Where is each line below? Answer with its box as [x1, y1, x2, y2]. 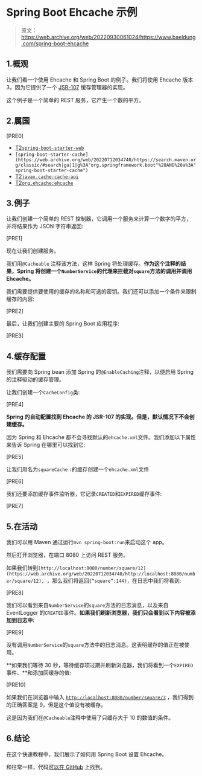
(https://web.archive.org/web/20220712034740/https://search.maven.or [14, 156, 197, 163]
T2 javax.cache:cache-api [14, 173, 79, 180]
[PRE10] [6, 681, 26, 688]
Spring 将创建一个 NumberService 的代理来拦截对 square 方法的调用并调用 [16, 268, 192, 275]
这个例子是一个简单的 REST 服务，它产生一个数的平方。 [6, 96, 145, 103]
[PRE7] [6, 502, 24, 510]
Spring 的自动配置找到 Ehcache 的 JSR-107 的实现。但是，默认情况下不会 [6, 413, 190, 420]
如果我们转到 [6, 564, 38, 571]
